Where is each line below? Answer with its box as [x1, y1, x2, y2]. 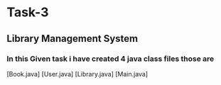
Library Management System [6, 33, 139, 45]
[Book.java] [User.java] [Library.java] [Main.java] [6, 69, 149, 78]
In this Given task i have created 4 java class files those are [6, 54, 215, 64]
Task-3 [6, 4, 49, 21]
